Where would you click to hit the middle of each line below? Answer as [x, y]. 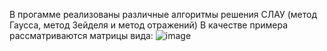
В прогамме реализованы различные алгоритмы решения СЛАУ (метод [163, 14]
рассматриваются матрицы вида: [81, 35]
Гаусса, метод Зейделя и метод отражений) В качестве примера [149, 25]
